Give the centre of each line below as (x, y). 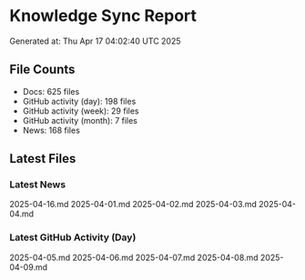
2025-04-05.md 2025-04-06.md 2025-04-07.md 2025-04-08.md (134, 257)
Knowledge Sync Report (103, 16)
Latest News (38, 185)
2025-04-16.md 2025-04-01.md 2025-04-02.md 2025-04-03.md (133, 205)
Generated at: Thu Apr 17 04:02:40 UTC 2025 (95, 41)
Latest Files (43, 159)
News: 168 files (51, 130)
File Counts (42, 70)
